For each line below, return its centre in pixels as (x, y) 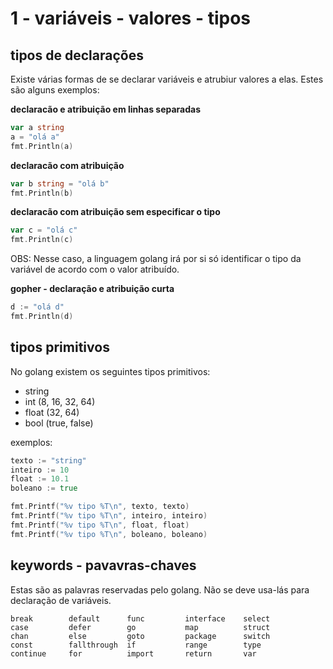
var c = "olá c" (44, 230)
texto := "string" (48, 460)
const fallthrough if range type (136, 645)
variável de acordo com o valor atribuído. (95, 269)
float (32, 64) (52, 412)
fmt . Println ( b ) (42, 193)
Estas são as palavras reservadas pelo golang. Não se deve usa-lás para (160, 589)
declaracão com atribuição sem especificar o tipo (115, 212)
